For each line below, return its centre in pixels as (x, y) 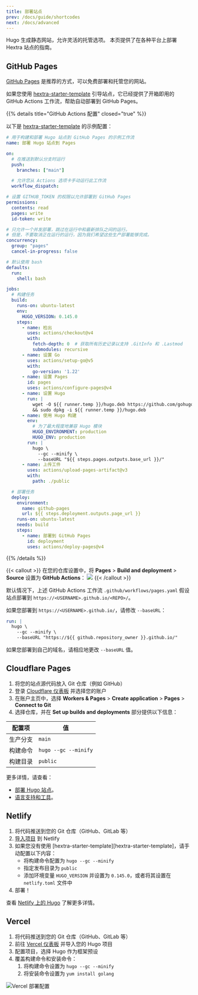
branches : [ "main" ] (41, 170)
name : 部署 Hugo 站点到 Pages (41, 143)
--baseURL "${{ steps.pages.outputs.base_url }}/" (101, 459)
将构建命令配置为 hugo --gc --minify (69, 860)
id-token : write (31, 219)
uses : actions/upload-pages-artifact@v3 (77, 470)
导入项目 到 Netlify (37, 838)
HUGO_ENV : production (59, 437)
